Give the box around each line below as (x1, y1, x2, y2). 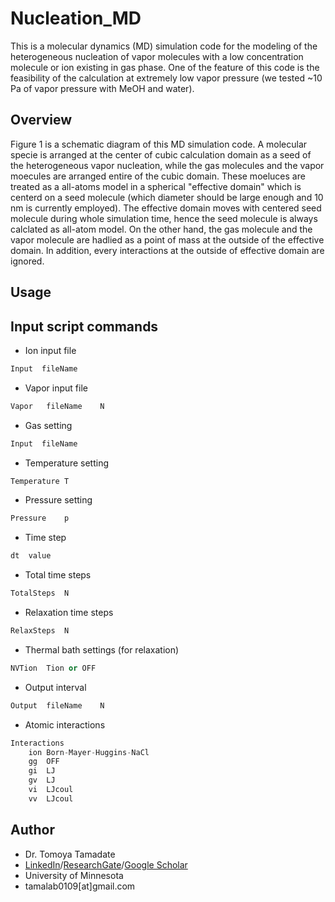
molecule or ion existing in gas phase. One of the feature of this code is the (10, 61, 320, 73)
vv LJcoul (28, 793, 74, 804)
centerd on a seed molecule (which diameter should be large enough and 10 (10, 191, 324, 203)
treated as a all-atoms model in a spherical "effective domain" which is (10, 180, 302, 192)
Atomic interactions (24, 718, 106, 731)
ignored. (10, 255, 45, 267)
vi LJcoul (28, 785, 74, 795)
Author (10, 822, 55, 839)
